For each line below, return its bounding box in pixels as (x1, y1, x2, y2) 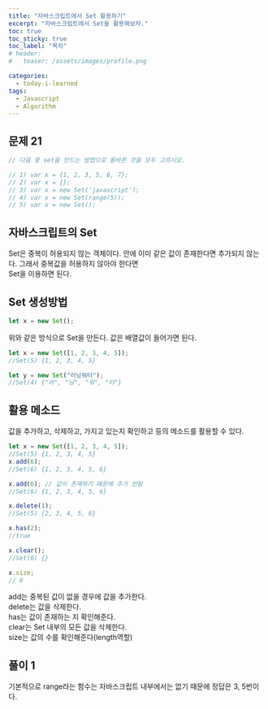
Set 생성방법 (8, 295, 68, 309)
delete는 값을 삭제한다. (8, 602, 81, 612)
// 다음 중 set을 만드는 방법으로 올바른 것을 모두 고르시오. (8, 156, 186, 165)
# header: (8, 50, 42, 58)
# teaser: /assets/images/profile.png (8, 58, 148, 66)
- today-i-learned (15, 79, 79, 88)
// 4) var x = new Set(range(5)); (8, 193, 126, 201)
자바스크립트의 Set (8, 225, 97, 240)
